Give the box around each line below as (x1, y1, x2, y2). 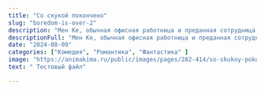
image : (8, 56, 30, 64)
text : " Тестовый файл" (8, 63, 87, 71)
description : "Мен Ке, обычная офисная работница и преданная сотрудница (8, 26, 256, 34)
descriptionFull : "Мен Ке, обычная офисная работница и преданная (8, 33, 231, 42)
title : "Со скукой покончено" (8, 11, 108, 20)
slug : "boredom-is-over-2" (8, 19, 97, 27)
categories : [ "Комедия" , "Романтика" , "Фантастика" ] (8, 48, 189, 56)
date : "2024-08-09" (8, 41, 73, 49)
